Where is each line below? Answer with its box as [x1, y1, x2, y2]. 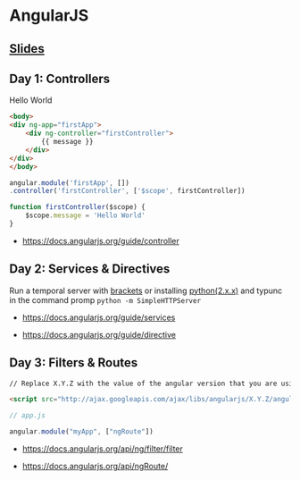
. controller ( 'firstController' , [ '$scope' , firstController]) [9, 187, 246, 196]
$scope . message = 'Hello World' [25, 211, 146, 220]
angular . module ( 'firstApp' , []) [9, 178, 129, 188]
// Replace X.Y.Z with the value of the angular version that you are [9, 379, 278, 388]
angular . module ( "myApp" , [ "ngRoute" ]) [9, 427, 154, 436]
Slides [9, 41, 45, 56]
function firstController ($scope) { [9, 203, 146, 212]
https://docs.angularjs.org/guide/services [21, 312, 176, 323]
